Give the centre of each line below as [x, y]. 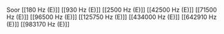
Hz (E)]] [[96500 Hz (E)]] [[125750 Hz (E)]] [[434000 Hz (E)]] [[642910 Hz [112, 17]
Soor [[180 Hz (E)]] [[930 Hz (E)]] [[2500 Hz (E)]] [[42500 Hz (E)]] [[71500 [112, 10]
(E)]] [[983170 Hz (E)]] [38, 24]
